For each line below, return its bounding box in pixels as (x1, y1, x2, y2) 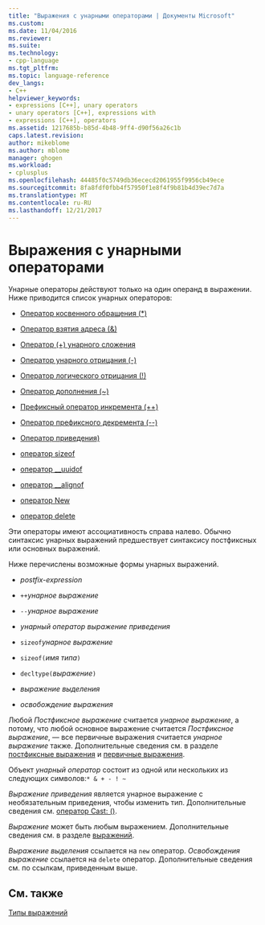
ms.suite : (8, 42, 42, 50)
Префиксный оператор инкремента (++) (19, 402, 159, 412)
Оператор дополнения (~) (19, 387, 110, 397)
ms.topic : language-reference (8, 72, 110, 80)
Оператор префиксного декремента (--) (19, 417, 158, 427)
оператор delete (19, 512, 76, 521)
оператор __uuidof (19, 464, 83, 475)
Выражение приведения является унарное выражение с (8, 789, 203, 799)
